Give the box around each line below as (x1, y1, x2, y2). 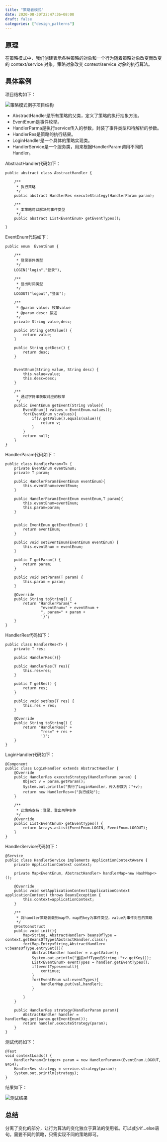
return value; (23, 332, 52, 337)
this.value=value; (23, 372, 61, 377)
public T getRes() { (14, 681, 57, 686)
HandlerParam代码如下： (5, 451, 57, 457)
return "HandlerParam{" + (23, 601, 77, 606)
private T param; (14, 470, 50, 475)
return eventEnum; (23, 526, 61, 532)
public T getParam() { (14, 557, 61, 562)
